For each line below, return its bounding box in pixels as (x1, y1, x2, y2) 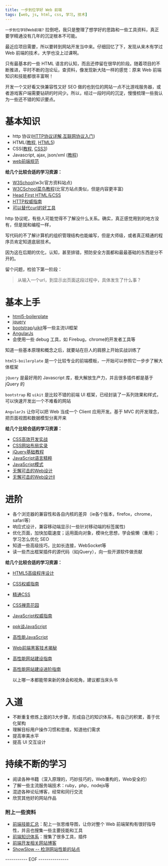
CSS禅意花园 (12, 602, 39, 608)
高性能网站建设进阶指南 (12, 666, 61, 672)
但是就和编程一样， (13, 222, 53, 228)
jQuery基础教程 (12, 449, 44, 455)
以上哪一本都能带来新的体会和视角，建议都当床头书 (12, 677, 118, 683)
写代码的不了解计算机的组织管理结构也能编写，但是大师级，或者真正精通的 (5, 232, 158, 239)
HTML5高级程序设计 (12, 570, 54, 576)
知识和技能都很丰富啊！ (5, 73, 53, 79)
